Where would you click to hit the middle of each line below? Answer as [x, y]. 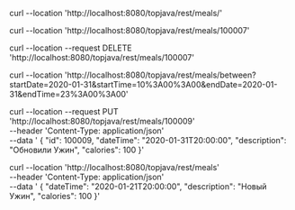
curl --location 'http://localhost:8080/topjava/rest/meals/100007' [130, 30]
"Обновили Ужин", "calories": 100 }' [77, 150]
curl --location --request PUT [64, 111]
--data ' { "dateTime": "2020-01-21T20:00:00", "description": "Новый [138, 187]
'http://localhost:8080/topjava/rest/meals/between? [160, 75]
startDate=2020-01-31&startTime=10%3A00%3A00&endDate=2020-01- [143, 84]
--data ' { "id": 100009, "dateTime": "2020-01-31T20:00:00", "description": [148, 140]
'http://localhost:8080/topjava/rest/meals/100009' [102, 121]
